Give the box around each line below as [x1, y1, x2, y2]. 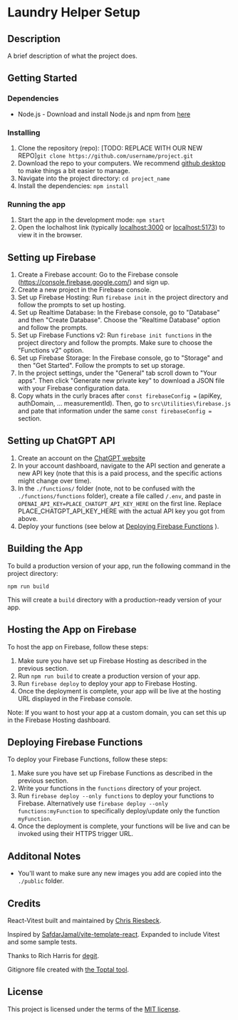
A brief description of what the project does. [7, 51, 138, 60]
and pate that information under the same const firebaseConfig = [17, 407, 212, 416]
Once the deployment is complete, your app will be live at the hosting [17, 686, 222, 695]
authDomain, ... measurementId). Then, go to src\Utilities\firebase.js [17, 399, 232, 408]
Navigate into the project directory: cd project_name [17, 174, 170, 182]
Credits [7, 897, 41, 910]
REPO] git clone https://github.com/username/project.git [17, 151, 194, 160]
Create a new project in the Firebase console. [17, 286, 152, 294]
